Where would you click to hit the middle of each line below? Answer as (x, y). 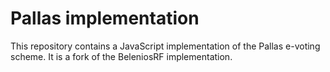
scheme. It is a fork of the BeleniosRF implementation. (121, 56)
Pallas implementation (105, 18)
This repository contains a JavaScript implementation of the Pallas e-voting (165, 46)
